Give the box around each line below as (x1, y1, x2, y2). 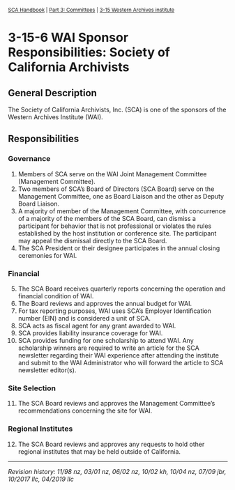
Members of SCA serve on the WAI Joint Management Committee (17, 169, 207, 178)
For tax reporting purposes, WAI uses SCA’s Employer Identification (17, 307, 212, 315)
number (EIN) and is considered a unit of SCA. (17, 314, 151, 322)
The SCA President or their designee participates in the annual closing (17, 244, 220, 252)
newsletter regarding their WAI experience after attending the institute (17, 351, 219, 359)
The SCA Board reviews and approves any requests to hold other (17, 440, 205, 448)
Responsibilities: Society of (8, 45, 170, 61)
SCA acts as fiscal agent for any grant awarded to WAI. (17, 321, 176, 330)
